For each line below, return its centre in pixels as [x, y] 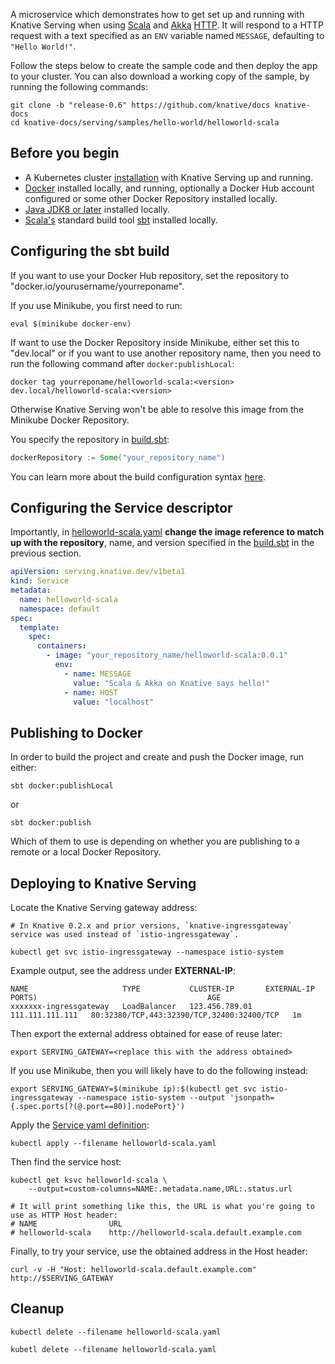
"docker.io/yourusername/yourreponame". [97, 286]
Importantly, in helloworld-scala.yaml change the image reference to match [167, 532]
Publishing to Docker [76, 732]
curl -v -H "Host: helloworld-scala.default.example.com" [133, 1270]
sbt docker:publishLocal [62, 786]
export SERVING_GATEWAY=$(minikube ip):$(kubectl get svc [133, 1089]
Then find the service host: [66, 1162]
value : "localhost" [114, 702]
